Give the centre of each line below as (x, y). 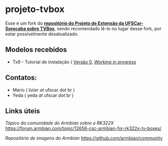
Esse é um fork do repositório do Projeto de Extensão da (65, 23)
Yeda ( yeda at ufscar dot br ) (43, 95)
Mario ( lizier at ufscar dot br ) (44, 90)
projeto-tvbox (35, 9)
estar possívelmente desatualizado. (42, 34)
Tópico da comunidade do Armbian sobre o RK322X (60, 123)
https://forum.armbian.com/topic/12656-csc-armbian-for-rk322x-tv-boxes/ (83, 128)
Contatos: (21, 78)
